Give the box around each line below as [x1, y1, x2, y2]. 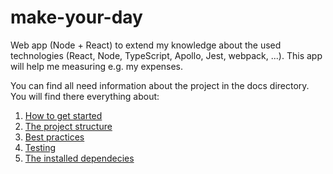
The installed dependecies [24, 152, 135, 164]
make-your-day [10, 6, 143, 29]
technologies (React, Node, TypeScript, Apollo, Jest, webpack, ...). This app [10, 49, 323, 61]
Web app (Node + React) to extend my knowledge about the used [10, 39, 282, 51]
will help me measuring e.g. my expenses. [10, 60, 184, 72]
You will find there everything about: [10, 90, 160, 102]
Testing [24, 141, 57, 153]
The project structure [24, 120, 113, 132]
